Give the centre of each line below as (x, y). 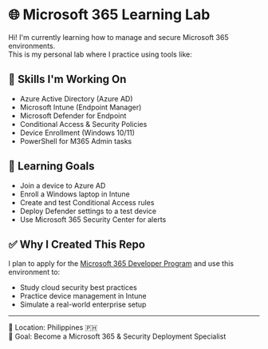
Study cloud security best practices (78, 288)
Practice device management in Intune (83, 296)
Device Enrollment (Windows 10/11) (77, 133)
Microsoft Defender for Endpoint (73, 115)
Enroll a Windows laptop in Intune (75, 194)
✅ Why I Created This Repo (77, 244)
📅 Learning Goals (51, 167)
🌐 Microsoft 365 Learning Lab (109, 15)
